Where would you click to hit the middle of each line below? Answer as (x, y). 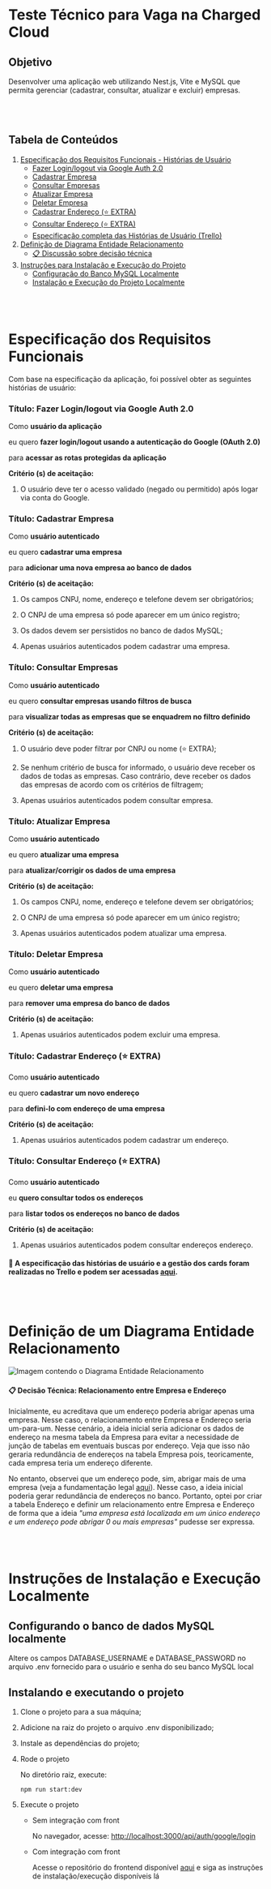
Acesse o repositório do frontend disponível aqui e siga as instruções (148, 1867)
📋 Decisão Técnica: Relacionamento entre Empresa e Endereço (117, 1390)
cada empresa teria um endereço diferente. (81, 1463)
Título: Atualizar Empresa (59, 821)
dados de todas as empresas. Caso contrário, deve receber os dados (135, 775)
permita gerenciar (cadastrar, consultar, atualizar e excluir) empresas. (125, 90)
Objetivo (30, 62)
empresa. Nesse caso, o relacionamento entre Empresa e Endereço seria (130, 1420)
